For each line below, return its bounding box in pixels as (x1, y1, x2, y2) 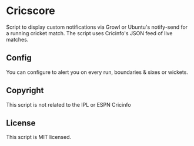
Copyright (6, 86, 44, 96)
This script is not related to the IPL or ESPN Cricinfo (6, 101, 131, 108)
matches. (6, 36, 29, 43)
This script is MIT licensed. (6, 134, 72, 141)
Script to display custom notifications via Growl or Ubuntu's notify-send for (6, 23, 188, 30)
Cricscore (6, 4, 56, 18)
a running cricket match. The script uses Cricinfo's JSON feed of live (6, 29, 173, 36)
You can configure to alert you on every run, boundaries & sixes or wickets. (6, 69, 188, 76)
